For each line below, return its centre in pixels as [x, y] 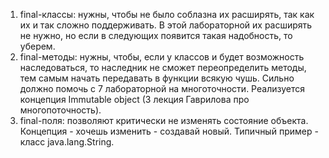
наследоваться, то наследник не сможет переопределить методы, [163, 67]
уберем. [37, 46]
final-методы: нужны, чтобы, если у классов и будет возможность [162, 57]
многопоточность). [60, 110]
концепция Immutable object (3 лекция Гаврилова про [134, 99]
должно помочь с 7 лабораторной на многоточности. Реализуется [162, 88]
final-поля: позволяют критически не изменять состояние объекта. [164, 120]
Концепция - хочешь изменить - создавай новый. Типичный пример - [169, 131]
